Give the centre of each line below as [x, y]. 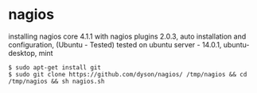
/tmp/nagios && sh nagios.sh [56, 81]
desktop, [23, 53]
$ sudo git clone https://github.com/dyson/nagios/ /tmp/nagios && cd [128, 74]
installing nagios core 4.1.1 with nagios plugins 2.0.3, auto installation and [127, 36]
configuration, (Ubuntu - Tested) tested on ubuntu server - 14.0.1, [115, 44]
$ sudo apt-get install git [55, 67]
